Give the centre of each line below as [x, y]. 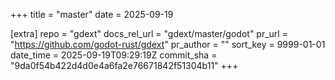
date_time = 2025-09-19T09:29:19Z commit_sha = [114, 55]
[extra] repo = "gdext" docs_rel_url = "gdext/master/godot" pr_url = [149, 33]
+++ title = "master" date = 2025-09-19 [92, 14]
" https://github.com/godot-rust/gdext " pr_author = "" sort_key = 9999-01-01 [168, 44]
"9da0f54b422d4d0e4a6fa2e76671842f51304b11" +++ [124, 65]
